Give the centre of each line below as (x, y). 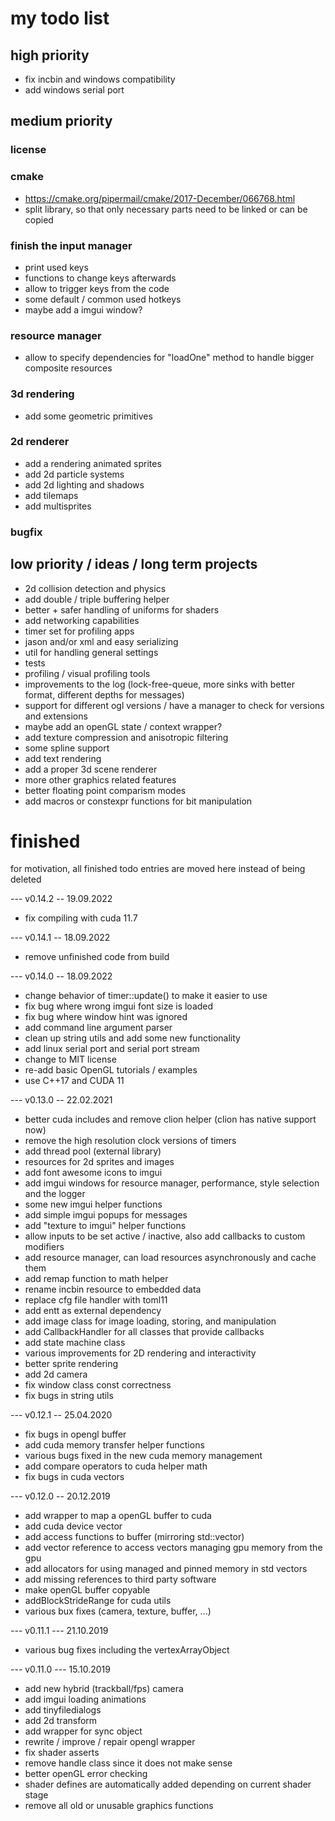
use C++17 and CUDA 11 (74, 1081)
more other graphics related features (100, 779)
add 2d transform (61, 1721)
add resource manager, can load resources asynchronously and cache (170, 1258)
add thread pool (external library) (93, 1151)
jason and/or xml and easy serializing (101, 641)
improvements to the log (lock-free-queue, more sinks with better (159, 684)
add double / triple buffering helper (97, 599)
